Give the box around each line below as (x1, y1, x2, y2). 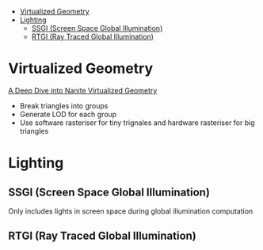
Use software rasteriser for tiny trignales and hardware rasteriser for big (19, 118, 255, 127)
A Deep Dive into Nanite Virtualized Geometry (8, 85, 158, 95)
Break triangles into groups (19, 100, 109, 110)
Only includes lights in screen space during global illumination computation (8, 206, 253, 216)
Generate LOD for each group (19, 109, 117, 119)
